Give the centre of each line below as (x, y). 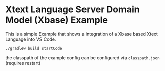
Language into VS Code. (31, 39)
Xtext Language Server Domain (73, 9)
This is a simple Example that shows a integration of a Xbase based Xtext (81, 34)
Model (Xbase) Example (56, 20)
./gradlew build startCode (34, 48)
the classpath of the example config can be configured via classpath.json (83, 58)
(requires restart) (23, 63)
